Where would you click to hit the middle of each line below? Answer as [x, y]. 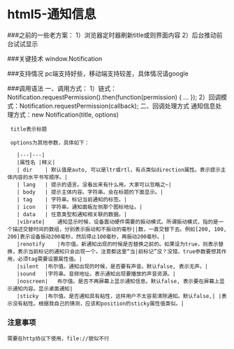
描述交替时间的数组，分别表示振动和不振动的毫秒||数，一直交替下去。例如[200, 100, [119, 229]
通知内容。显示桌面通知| [43, 289]
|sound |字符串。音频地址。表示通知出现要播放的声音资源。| [96, 273]
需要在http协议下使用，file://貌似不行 [58, 339]
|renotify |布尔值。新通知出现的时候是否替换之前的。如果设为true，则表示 [117, 244]
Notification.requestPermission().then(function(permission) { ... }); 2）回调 [114, 97]
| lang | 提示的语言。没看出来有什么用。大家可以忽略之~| [94, 185]
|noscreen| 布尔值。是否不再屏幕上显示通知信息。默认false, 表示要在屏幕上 [118, 281]
